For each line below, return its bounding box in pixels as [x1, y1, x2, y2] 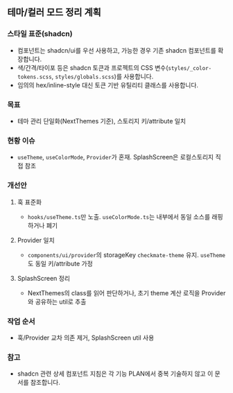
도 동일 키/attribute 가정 [27, 259, 94, 268]
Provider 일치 [17, 236, 55, 244]
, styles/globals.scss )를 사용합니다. [51, 72, 154, 80]
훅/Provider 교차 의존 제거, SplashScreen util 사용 [17, 333, 155, 342]
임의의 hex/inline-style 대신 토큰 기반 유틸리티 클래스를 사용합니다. [17, 80, 199, 89]
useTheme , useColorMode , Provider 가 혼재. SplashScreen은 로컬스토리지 [17, 153, 214, 161]
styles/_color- [168, 64, 212, 71]
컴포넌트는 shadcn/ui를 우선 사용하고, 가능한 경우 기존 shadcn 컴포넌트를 [17, 46, 216, 54]
